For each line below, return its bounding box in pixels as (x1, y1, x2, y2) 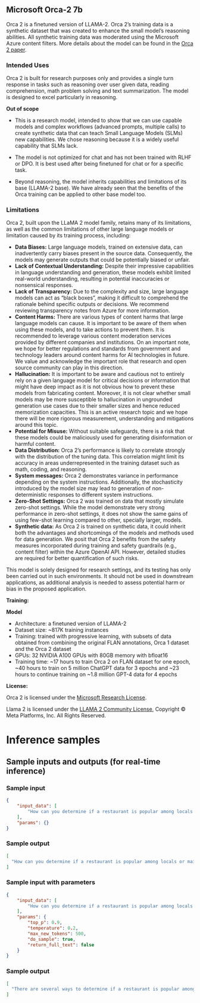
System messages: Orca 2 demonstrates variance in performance (14, 472, 179, 479)
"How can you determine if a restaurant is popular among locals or (11, 858, 185, 864)
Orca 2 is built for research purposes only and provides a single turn (6, 75, 174, 82)
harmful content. (14, 441, 56, 448)
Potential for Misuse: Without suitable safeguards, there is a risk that (14, 427, 185, 435)
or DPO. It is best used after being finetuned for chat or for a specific (14, 160, 183, 167)
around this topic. (14, 421, 58, 429)
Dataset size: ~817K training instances (14, 626, 109, 634)
